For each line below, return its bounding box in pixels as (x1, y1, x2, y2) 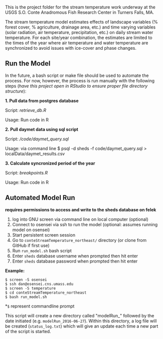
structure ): (5, 88, 27, 94)
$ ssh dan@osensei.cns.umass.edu (5, 281, 74, 286)
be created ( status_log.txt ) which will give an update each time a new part (5, 323, 159, 329)
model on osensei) (12, 227, 50, 233)
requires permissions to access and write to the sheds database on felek (5, 206, 156, 212)
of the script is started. (5, 328, 52, 334)
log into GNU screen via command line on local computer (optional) (12, 216, 149, 222)
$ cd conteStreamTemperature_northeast (5, 290, 87, 295)
